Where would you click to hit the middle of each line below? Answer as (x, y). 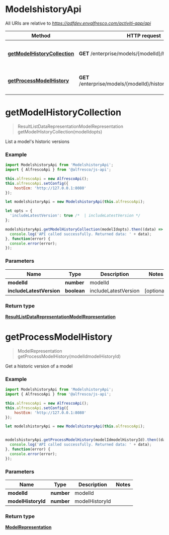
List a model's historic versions (37, 141)
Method (41, 35)
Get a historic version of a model (39, 366)
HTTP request (144, 35)
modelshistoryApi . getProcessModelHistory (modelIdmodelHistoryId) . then (81, 440)
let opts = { (19, 211)
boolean (75, 290)
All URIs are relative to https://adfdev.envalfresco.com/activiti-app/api (78, 23)
